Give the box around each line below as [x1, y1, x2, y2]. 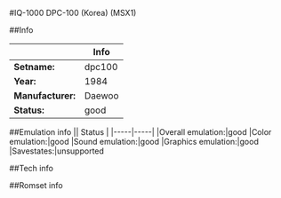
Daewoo [84, 90, 119, 101]
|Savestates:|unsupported [9, 146, 105, 156]
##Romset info [9, 180, 64, 190]
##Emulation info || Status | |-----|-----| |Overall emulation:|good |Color [9, 127, 272, 137]
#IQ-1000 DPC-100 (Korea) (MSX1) [9, 8, 137, 18]
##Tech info [9, 163, 53, 173]
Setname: [13, 61, 55, 73]
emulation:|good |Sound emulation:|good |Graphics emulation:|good [9, 137, 260, 147]
